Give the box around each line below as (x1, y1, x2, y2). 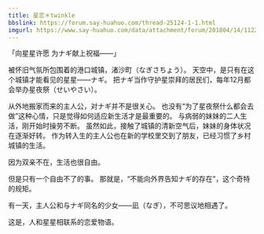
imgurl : (8, 26, 34, 34)
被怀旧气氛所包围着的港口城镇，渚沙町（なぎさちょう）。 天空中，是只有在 (8, 65, 247, 75)
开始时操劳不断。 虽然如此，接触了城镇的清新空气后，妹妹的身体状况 (28, 121, 251, 130)
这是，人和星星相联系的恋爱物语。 (8, 218, 119, 227)
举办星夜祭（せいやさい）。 (14, 85, 101, 94)
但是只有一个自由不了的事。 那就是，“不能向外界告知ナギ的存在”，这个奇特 (8, 174, 251, 184)
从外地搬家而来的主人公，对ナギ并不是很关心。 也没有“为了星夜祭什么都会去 (8, 101, 255, 111)
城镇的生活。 (8, 141, 49, 150)
